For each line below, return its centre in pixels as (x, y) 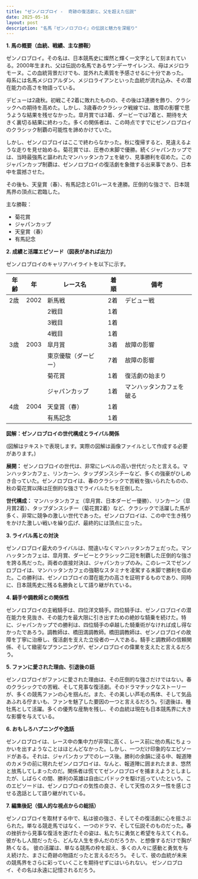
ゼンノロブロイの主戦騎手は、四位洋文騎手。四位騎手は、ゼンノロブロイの (96, 610)
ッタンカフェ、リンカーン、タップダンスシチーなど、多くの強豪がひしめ (104, 474)
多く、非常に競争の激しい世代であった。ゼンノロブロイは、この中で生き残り (99, 516)
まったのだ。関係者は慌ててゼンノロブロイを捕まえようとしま (111, 771)
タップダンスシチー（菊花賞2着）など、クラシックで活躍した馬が (111, 508)
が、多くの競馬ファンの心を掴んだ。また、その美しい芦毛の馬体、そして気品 (99, 694)
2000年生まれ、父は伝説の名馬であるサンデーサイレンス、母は (93, 66)
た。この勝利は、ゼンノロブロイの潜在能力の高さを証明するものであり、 (94, 578)
